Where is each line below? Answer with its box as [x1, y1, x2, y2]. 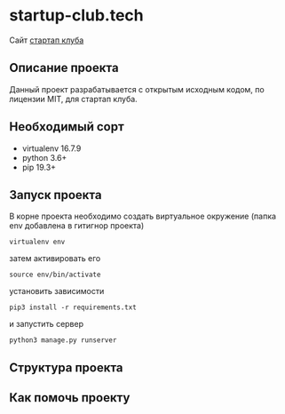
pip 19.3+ [21, 162, 56, 172]
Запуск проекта [9, 187, 102, 203]
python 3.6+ [21, 152, 67, 163]
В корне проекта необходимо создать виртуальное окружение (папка [9, 211, 277, 222]
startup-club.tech [9, 5, 144, 26]
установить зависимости [9, 286, 105, 297]
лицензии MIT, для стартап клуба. [9, 93, 138, 104]
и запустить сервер [9, 319, 84, 330]
